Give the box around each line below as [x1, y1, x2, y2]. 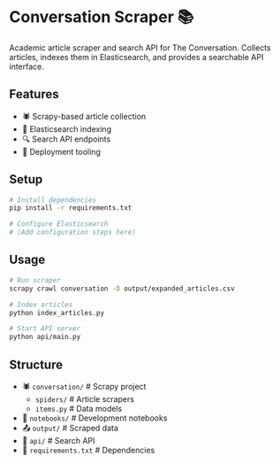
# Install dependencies [9, 196, 97, 205]
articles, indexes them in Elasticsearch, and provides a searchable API [9, 51, 264, 62]
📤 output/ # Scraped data [21, 422, 119, 433]
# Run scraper [9, 275, 62, 284]
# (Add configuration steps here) [9, 228, 137, 237]
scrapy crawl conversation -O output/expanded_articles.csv [9, 284, 236, 293]
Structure [9, 357, 64, 372]
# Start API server [9, 324, 81, 333]
